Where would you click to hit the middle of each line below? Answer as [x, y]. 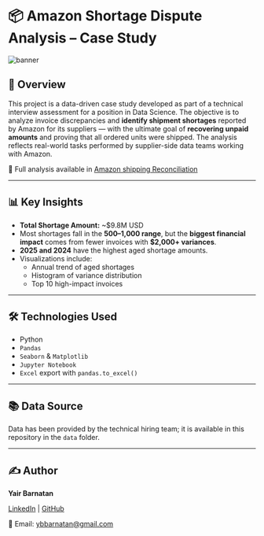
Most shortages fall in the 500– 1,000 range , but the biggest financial [132, 233]
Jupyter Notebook [48, 365]
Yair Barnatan [31, 493]
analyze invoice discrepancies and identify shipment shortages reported [127, 120]
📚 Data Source [46, 406]
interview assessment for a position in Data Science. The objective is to [124, 112]
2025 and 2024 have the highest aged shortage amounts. [114, 250]
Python [31, 339]
